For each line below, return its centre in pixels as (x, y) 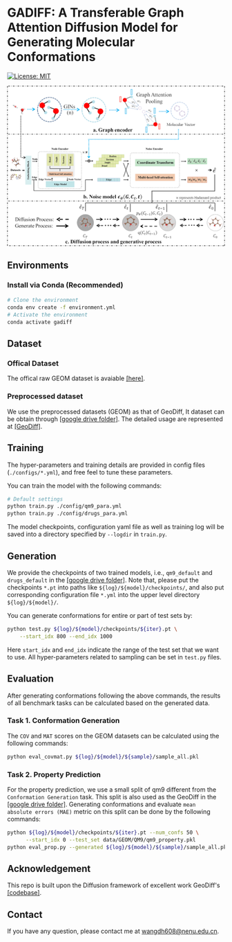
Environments (38, 265)
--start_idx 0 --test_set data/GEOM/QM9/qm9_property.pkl (110, 839)
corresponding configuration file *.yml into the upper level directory (104, 594)
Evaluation (30, 679)
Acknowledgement (49, 869)
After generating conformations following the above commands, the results (114, 695)
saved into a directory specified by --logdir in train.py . (87, 534)
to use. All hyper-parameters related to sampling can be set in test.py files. (115, 657)
